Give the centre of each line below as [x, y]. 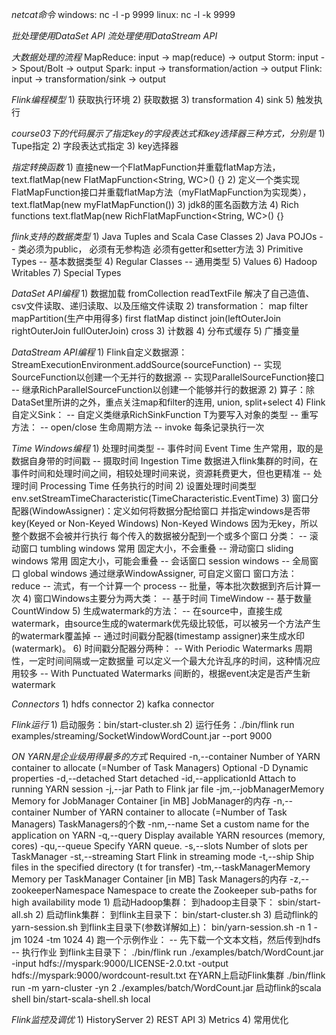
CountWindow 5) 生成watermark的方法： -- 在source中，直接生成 [147, 611]
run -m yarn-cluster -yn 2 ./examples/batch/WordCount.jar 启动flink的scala [166, 987]
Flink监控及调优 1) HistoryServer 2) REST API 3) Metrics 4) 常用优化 [150, 1019]
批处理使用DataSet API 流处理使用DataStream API [114, 36]
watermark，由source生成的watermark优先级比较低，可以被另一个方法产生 [166, 623]
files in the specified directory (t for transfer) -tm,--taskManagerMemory [161, 867]
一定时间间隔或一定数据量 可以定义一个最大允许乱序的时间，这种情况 [170, 661]
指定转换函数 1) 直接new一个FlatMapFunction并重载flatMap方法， [146, 167]
